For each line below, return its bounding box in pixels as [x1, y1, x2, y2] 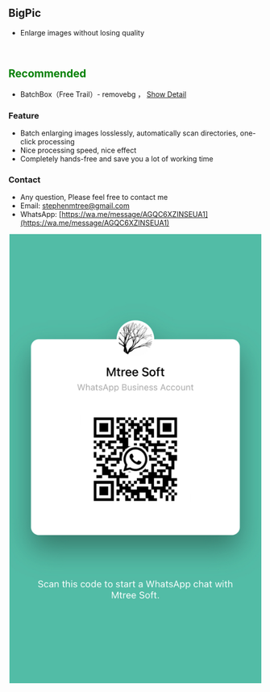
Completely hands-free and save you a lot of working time [19, 153, 214, 164]
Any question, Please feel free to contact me [19, 193, 168, 202]
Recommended [8, 67, 87, 81]
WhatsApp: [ [19, 210, 62, 219]
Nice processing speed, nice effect [19, 145, 137, 155]
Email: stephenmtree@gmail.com [19, 201, 131, 211]
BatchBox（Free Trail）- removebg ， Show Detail [19, 89, 187, 99]
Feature [8, 110, 39, 121]
